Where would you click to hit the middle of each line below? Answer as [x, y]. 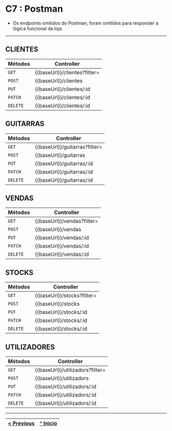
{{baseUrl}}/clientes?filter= [67, 72]
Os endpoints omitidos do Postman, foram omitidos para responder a [85, 23]
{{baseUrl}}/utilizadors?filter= [70, 370]
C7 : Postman [34, 9]
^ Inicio [48, 423]
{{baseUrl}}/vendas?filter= [67, 221]
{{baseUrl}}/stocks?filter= [66, 296]
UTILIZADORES [30, 347]
